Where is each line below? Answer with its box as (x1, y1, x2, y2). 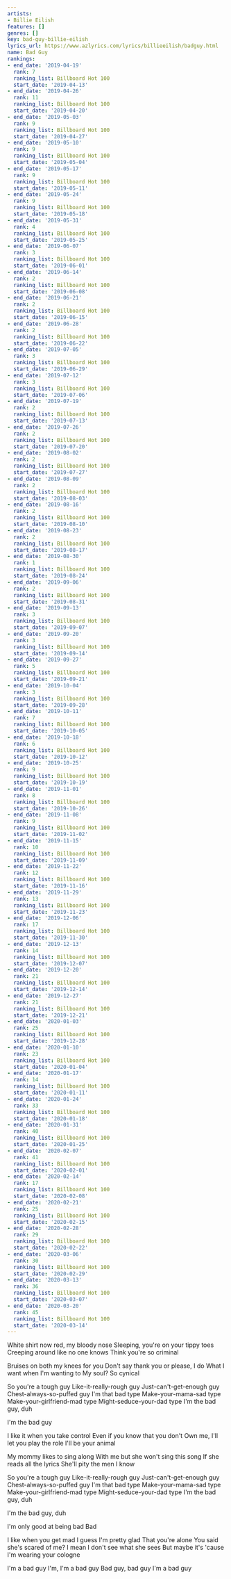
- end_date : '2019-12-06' (7, 915, 82, 922)
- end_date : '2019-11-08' (7, 811, 82, 819)
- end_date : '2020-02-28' (7, 1225, 82, 1232)
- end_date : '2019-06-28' (7, 320, 82, 327)
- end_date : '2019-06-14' (7, 268, 82, 275)
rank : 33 (13, 1102, 39, 1109)
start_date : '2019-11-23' (13, 908, 89, 915)
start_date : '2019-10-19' (13, 779, 89, 786)
